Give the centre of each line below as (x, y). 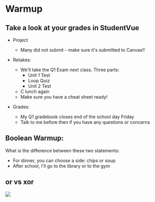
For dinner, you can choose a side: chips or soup (64, 160)
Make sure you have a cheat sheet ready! (64, 97)
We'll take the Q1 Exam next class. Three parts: (70, 70)
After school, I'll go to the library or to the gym (61, 166)
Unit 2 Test (39, 86)
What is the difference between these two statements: (62, 150)
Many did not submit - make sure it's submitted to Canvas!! (82, 50)
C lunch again (35, 92)
